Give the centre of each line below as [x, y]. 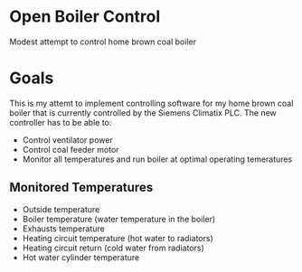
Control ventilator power [67, 140]
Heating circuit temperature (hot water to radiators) [118, 238]
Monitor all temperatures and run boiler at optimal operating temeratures [157, 159]
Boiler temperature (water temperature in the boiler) [119, 219]
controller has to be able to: [61, 122]
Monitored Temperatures [81, 188]
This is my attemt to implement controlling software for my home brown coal [151, 103]
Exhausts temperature [64, 229]
